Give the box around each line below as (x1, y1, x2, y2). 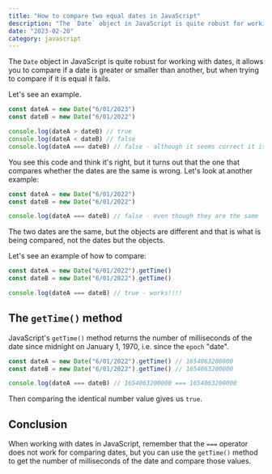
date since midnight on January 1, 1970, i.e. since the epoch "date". (8, 341, 229, 351)
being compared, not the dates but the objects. (8, 236, 166, 246)
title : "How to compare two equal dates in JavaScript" (8, 11, 201, 20)
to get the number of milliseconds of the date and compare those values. (8, 456, 252, 466)
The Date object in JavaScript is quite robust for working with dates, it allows (8, 57, 264, 66)
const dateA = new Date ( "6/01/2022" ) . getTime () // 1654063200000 (8, 357, 233, 365)
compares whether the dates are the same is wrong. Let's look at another (8, 165, 253, 175)
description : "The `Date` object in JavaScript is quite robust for (8, 19, 244, 28)
